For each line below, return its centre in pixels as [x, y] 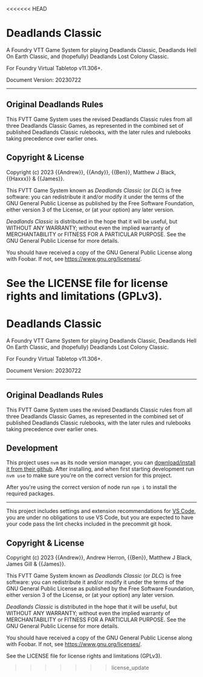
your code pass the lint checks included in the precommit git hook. [89, 524]
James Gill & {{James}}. [36, 564]
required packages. [31, 494]
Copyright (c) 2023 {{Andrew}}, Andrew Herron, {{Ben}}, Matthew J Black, [99, 558]
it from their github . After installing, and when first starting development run [100, 469]
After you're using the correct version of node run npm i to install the [92, 487]
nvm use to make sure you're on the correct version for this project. [89, 475]
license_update [130, 668]
